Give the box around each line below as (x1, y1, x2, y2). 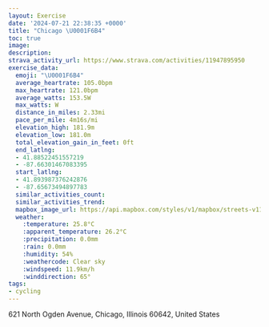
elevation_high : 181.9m (15, 123, 94, 131)
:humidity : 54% (22, 250, 74, 258)
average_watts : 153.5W (15, 94, 91, 102)
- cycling (8, 288, 42, 296)
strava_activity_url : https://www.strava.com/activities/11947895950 (8, 57, 246, 65)
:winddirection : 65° (22, 272, 91, 281)
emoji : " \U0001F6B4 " (15, 71, 84, 79)
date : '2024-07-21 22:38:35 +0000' (8, 19, 127, 27)
